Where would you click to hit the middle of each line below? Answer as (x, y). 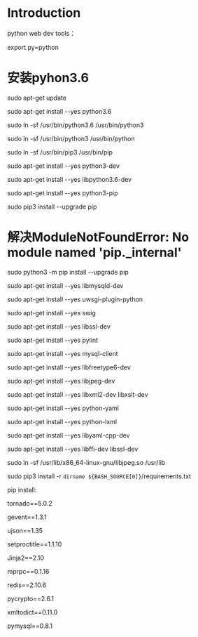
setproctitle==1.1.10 (35, 544)
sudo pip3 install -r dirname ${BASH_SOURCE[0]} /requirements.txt (99, 476)
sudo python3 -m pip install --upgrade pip (68, 272)
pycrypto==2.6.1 (31, 598)
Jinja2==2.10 (26, 558)
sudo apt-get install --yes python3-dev (64, 166)
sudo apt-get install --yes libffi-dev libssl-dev (73, 449)
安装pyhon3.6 (48, 78)
